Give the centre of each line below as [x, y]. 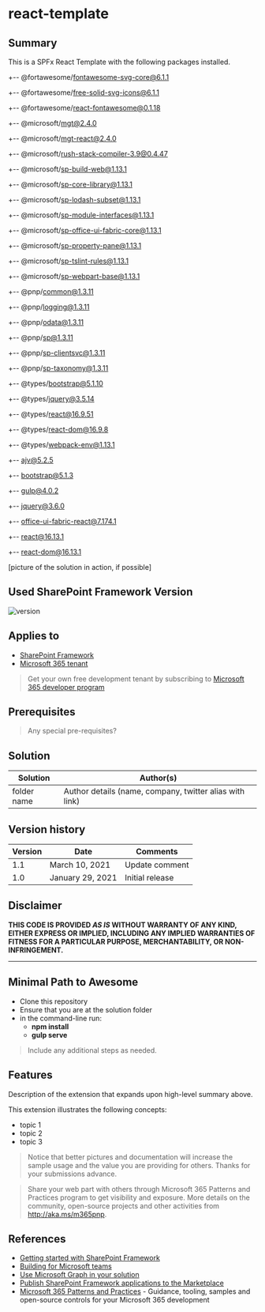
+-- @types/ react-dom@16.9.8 [58, 429]
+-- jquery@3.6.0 [37, 506]
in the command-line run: [61, 1018]
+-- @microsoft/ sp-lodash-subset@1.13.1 [75, 200]
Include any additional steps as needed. [92, 1050]
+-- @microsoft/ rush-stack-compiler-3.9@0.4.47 [88, 154]
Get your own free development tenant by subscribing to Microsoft [136, 679]
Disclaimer [35, 906]
